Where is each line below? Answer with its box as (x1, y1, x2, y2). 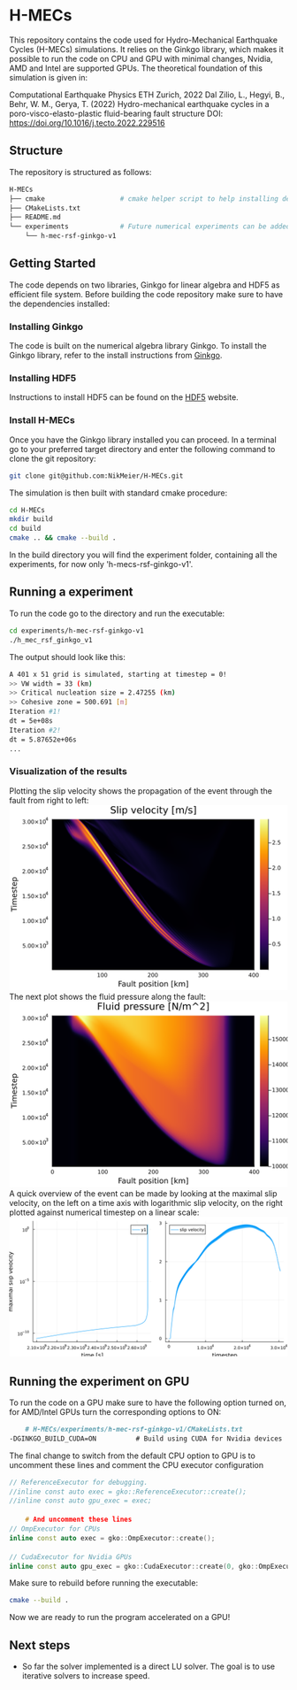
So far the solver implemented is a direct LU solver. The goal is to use (21, 1661, 276, 1672)
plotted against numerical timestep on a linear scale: (9, 1207, 200, 1218)
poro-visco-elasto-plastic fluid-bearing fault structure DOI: (9, 108, 224, 119)
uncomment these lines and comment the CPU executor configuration (9, 1459, 263, 1470)
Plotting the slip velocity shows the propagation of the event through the (9, 785, 272, 796)
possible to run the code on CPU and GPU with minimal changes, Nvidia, (9, 53, 273, 64)
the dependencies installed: (9, 298, 110, 309)
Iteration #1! (9, 707, 62, 717)
